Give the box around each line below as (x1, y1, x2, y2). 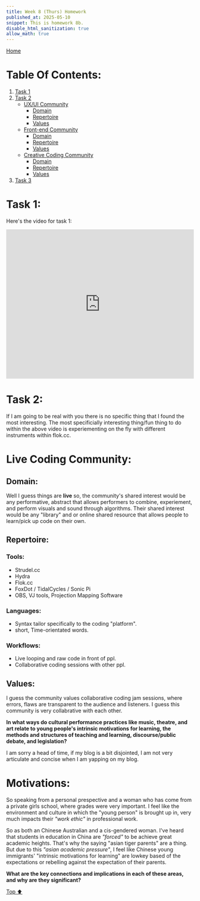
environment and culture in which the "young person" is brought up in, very (6, 808, 192, 816)
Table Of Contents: (6, 68, 102, 82)
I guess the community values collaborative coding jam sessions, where (6, 694, 183, 702)
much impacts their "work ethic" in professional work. (6, 815, 138, 822)
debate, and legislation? (6, 738, 67, 745)
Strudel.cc (14, 566, 40, 573)
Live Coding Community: (6, 453, 132, 466)
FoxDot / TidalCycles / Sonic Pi (14, 585, 91, 592)
